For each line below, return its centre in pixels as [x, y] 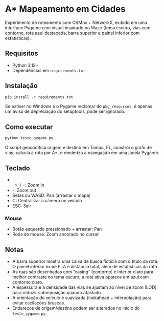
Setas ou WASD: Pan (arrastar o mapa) [51, 195]
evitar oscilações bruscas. [38, 303]
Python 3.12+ [25, 65]
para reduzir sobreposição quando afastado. [57, 293]
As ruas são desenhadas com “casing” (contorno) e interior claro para [83, 272]
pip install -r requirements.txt [39, 97]
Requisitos [22, 53]
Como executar [29, 127]
